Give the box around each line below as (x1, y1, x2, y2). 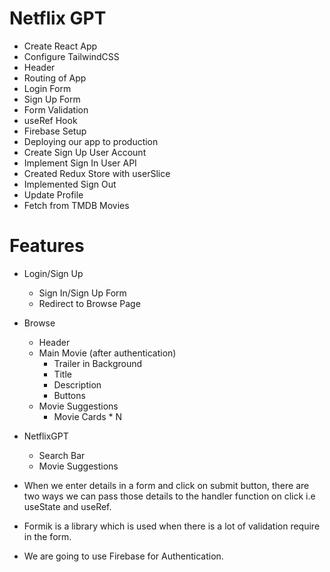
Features (9, 235, 85, 257)
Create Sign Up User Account (23, 146, 147, 158)
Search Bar (38, 449, 86, 461)
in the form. (23, 530, 72, 542)
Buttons (53, 389, 86, 401)
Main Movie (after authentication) (38, 347, 177, 359)
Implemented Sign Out (23, 178, 117, 190)
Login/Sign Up (23, 267, 84, 279)
